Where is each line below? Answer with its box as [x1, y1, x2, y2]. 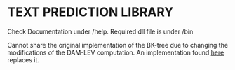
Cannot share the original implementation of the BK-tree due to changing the [7, 41, 229, 49]
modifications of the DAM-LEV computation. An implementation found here [7, 48, 224, 57]
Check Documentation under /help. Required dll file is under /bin [7, 27, 194, 36]
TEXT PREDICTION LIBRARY [7, 4, 174, 20]
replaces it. [7, 55, 40, 64]
